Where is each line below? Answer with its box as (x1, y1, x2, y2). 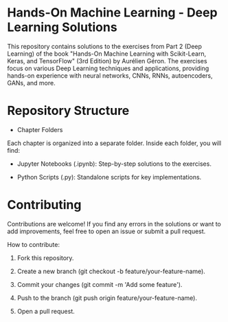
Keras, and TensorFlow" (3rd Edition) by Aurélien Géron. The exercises (7, 56, 207, 65)
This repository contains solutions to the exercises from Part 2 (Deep (7, 42, 203, 50)
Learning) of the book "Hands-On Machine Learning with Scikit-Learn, (7, 50, 207, 58)
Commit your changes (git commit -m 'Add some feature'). (16, 280, 183, 288)
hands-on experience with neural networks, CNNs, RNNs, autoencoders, (7, 71, 213, 80)
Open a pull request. (16, 307, 76, 315)
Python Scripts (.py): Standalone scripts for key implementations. (16, 173, 202, 181)
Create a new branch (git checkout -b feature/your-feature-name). (16, 267, 206, 275)
